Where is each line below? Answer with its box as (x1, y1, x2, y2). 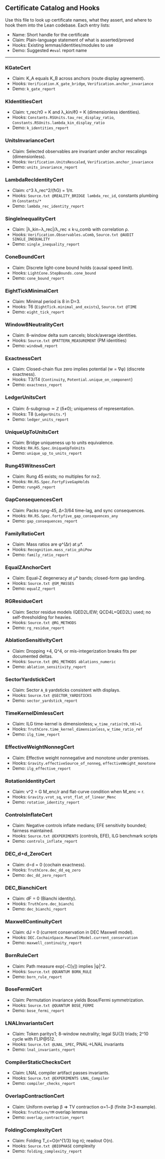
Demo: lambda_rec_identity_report (12, 203, 84, 209)
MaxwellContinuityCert (5, 918, 62, 925)
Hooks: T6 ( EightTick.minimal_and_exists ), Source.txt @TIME (12, 304, 137, 309)
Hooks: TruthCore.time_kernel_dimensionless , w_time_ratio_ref (12, 726, 143, 732)
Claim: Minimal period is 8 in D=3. (12, 298, 81, 304)
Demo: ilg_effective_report (12, 765, 71, 771)
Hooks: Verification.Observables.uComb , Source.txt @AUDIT (12, 232, 134, 238)
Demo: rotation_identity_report (12, 799, 80, 805)
